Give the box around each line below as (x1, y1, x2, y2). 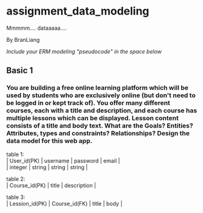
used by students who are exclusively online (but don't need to (6, 91, 196, 100)
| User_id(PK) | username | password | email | (6, 157, 120, 164)
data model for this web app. (6, 137, 93, 145)
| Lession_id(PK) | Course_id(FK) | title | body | (6, 200, 123, 207)
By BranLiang (6, 36, 40, 43)
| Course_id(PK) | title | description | (6, 181, 96, 189)
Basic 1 (6, 66, 33, 76)
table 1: (6, 150, 24, 158)
